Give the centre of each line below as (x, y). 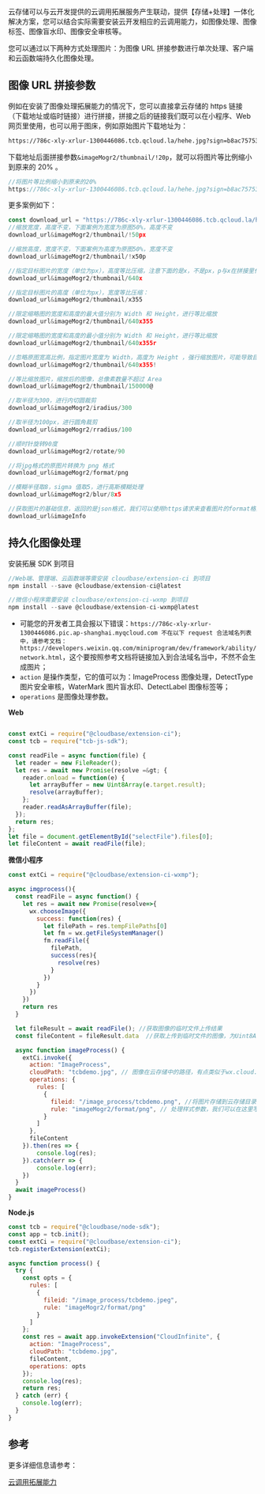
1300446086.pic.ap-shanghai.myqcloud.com (88, 633)
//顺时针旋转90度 (33, 444)
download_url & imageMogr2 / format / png (68, 473)
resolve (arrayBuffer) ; (66, 793)
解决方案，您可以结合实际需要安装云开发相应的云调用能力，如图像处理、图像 (132, 21)
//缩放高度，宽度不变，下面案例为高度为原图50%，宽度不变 (91, 249)
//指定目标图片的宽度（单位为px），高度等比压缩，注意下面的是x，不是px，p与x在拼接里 (131, 271)
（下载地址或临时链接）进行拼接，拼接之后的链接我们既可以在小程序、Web (129, 116)
